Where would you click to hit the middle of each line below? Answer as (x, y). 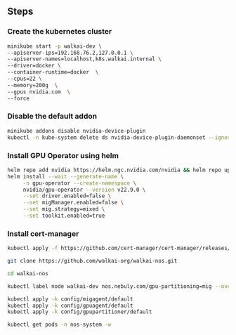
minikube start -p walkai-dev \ (54, 46)
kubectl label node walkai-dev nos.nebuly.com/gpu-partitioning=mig (110, 286)
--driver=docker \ (34, 66)
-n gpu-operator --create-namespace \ (80, 183)
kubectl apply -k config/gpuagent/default (70, 306)
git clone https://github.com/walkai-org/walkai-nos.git (92, 261)
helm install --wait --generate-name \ (66, 176)
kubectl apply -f (33, 249)
